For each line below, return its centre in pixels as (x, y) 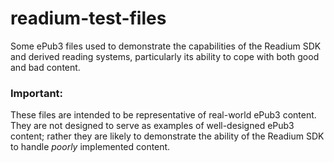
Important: (37, 93)
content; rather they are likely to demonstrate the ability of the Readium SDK (167, 136)
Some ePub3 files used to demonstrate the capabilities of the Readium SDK (166, 46)
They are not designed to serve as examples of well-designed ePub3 (152, 126)
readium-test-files (88, 18)
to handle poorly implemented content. (90, 147)
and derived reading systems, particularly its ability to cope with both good (165, 56)
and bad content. (45, 67)
